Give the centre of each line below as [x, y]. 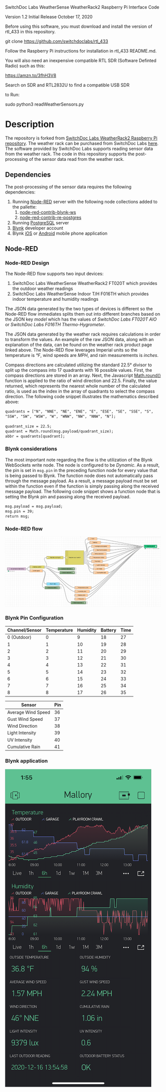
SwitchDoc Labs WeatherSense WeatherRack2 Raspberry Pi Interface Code [82, 7]
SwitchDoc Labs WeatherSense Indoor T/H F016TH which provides [81, 294]
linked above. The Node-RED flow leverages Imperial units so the [71, 350]
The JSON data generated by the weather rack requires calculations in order [83, 334]
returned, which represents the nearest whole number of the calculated [78, 386]
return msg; [17, 516]
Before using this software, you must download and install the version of [79, 26]
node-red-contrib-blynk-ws [48, 212]
